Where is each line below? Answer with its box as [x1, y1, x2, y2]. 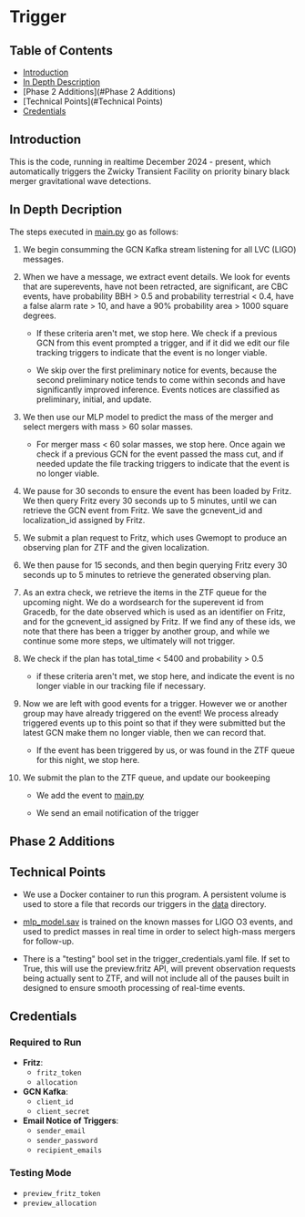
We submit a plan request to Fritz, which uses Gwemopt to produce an [22, 531, 287, 543]
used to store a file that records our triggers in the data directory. [22, 898, 267, 909]
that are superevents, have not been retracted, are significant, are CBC [22, 281, 289, 292]
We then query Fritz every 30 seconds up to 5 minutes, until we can [22, 495, 278, 506]
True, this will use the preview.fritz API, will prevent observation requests [22, 963, 296, 974]
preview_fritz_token [22, 1189, 101, 1198]
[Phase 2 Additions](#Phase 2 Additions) [22, 87, 176, 97]
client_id [36, 1097, 75, 1107]
